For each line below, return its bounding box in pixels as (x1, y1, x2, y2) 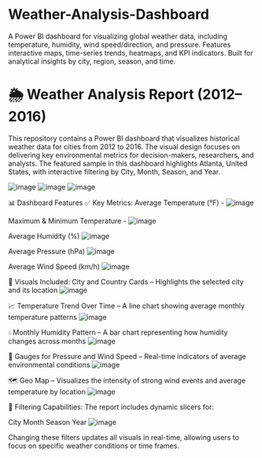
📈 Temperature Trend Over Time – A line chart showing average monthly (8, 301, 245, 310)
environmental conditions (8, 360, 90, 369)
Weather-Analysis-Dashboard (8, 5, 210, 24)
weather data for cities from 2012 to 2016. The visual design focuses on (8, 141, 240, 151)
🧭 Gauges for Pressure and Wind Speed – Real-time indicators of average (8, 351, 246, 361)
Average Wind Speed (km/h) (8, 262, 101, 271)
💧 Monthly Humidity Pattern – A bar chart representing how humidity (8, 328, 228, 337)
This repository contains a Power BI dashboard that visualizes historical (8, 134, 240, 143)
